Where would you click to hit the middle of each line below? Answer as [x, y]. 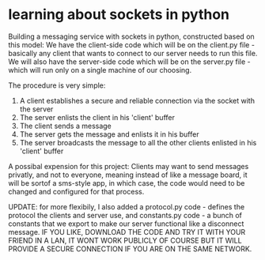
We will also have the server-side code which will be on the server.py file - [129, 62]
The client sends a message [66, 126]
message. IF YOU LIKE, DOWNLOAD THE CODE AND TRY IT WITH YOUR [127, 232]
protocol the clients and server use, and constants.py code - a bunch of [125, 215]
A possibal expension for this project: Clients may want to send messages [129, 166]
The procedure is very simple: [57, 85]
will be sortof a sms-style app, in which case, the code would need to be [127, 183]
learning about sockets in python [119, 15]
